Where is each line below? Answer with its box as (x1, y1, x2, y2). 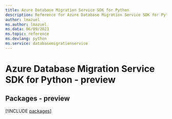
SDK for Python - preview (5, 74, 116, 85)
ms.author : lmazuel (5, 22, 47, 27)
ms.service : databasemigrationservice (5, 41, 88, 46)
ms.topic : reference (5, 31, 50, 36)
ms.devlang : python (5, 36, 47, 42)
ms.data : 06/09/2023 (5, 27, 50, 32)
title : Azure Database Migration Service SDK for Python (5, 7, 130, 13)
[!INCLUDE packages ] (5, 108, 52, 114)
